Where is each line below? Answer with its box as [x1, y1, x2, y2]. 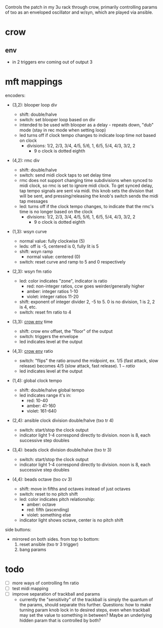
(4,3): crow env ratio [12, 348, 53, 354]
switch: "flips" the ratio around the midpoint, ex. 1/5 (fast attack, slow [19, 358, 159, 364]
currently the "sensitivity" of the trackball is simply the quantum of [19, 597, 153, 602]
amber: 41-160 [26, 402, 56, 409]
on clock [19, 137, 37, 143]
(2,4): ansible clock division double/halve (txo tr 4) [12, 417, 114, 423]
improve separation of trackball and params [12, 591, 100, 597]
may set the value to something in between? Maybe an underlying [19, 612, 152, 618]
